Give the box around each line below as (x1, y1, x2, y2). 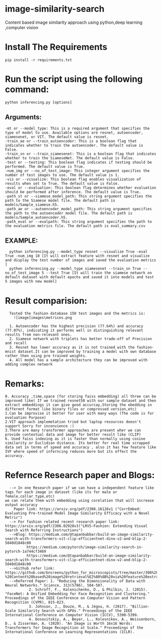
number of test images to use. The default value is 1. (5, 172, 120, 177)
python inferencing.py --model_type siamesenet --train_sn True (9, 266, 141, 271)
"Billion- (130, 604, 150, 609)
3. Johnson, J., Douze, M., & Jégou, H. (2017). (28, 604, 129, 609)
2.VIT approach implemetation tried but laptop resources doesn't (5, 420, 141, 424)
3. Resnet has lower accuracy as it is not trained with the (9, 345, 135, 350)
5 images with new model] (5, 279, 57, 284)
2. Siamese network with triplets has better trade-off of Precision (9, 337, 152, 342)
